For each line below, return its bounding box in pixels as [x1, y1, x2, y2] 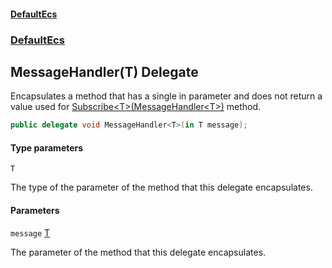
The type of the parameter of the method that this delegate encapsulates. [10, 181, 313, 194]
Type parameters [10, 141, 84, 154]
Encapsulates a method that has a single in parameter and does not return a [10, 90, 323, 102]
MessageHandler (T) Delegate [10, 63, 199, 80]
